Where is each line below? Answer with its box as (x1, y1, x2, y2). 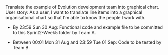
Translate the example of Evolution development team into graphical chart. (5, 4, 160, 10)
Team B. (12, 45, 30, 50)
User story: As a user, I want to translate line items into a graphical (5, 9, 142, 15)
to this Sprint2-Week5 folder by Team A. (12, 30, 96, 35)
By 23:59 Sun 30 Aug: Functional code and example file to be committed (12, 24, 163, 30)
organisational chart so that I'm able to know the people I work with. (5, 15, 146, 20)
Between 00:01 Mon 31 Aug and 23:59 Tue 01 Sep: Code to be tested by (12, 39, 162, 45)
